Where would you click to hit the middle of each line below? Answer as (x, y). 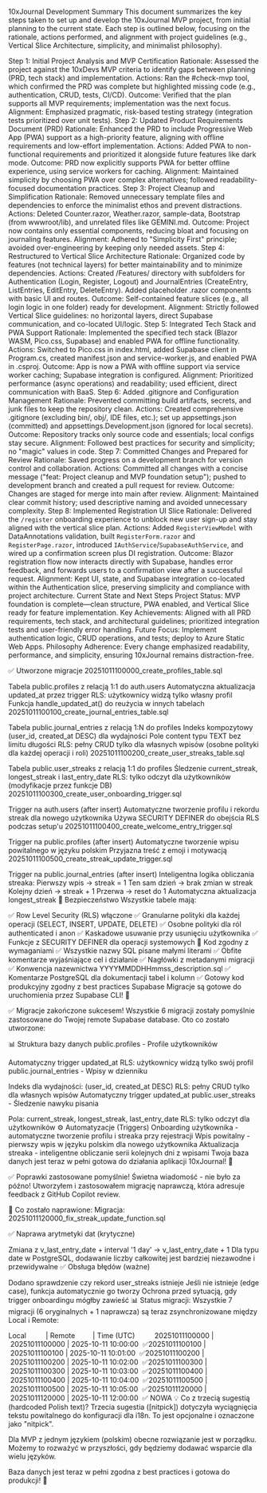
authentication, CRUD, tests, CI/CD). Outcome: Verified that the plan (120, 95)
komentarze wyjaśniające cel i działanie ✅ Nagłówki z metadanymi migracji (132, 959)
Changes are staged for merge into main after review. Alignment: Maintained (133, 494)
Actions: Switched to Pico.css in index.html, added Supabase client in (122, 349)
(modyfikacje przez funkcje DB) (61, 785)
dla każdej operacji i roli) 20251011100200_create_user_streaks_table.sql (127, 753)
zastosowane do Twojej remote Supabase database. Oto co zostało (119, 1019)
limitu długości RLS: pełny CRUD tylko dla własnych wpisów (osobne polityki (133, 745)
